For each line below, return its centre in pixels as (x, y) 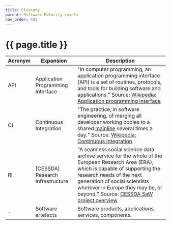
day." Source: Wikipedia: (107, 135)
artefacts (46, 215)
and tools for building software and (119, 89)
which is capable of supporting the (119, 168)
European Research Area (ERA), (115, 162)
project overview (97, 201)
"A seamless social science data (116, 150)
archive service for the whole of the (120, 156)
